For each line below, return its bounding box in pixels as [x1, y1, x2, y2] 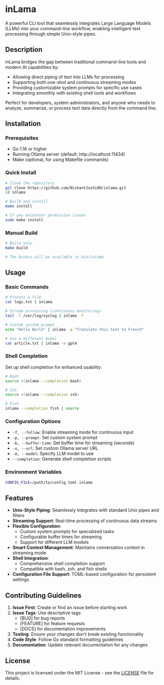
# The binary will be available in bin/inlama [5, 254, 104, 259]
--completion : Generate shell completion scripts [12, 456, 111, 462]
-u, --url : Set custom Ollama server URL [12, 445, 98, 451]
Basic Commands [5, 283, 49, 290]
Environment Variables [5, 468, 62, 475]
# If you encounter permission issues [5, 213, 86, 218]
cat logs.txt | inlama [5, 300, 52, 305]
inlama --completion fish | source [5, 406, 79, 411]
